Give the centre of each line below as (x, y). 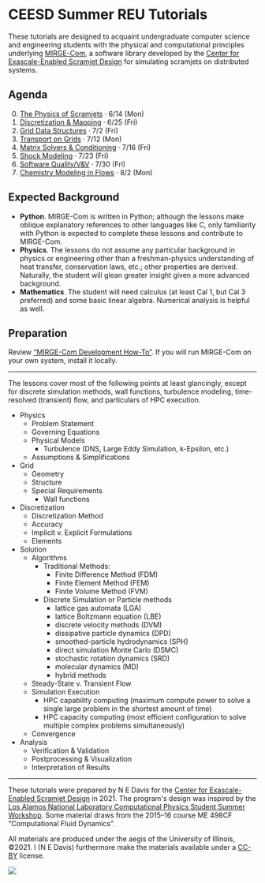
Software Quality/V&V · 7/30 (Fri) (73, 164)
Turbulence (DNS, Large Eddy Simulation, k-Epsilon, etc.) (136, 449)
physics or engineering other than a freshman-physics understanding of (137, 258)
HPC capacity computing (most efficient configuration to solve (145, 717)
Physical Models (58, 440)
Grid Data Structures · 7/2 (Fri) (69, 130)
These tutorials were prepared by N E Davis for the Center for (108, 790)
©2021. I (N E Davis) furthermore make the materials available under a (122, 847)
